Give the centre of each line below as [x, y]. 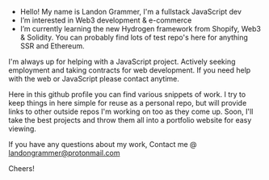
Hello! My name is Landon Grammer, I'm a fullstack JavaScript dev [131, 12]
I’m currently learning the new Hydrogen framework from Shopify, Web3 [140, 29]
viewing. [22, 129]
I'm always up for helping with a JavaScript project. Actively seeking [122, 61]
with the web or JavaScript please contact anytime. [94, 79]
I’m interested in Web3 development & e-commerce [106, 20]
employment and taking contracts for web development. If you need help [130, 70]
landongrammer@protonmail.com [64, 153]
